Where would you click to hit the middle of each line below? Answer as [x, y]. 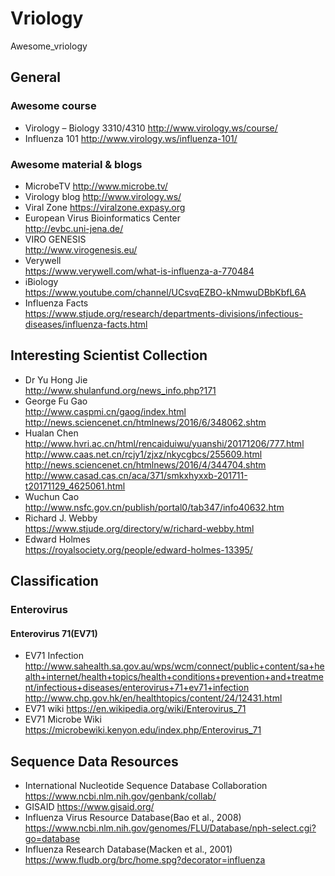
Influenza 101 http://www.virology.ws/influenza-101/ [131, 138]
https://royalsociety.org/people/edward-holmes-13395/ [138, 549]
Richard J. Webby [61, 518]
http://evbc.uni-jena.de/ [74, 228]
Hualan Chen [51, 433]
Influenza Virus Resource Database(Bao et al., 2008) [133, 818]
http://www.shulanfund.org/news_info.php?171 [120, 390]
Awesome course [53, 106]
